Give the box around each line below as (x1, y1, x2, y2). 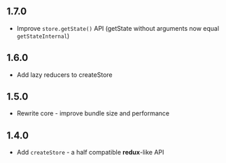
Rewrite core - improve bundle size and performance (16, 109, 169, 118)
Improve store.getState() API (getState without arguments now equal (16, 24, 220, 32)
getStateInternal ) (16, 31, 70, 40)
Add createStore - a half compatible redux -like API (16, 148, 164, 157)
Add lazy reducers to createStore (16, 70, 113, 79)
